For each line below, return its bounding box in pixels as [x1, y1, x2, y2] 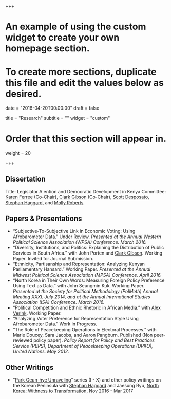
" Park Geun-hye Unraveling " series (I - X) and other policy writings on [12, 376, 161, 383]
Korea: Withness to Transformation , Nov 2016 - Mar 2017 [12, 388, 134, 394]
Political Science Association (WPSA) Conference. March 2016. [12, 239, 147, 245]
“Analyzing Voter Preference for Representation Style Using [12, 315, 139, 321]
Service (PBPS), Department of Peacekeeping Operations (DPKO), [12, 342, 153, 349]
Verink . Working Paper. [12, 310, 62, 316]
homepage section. [5, 43, 90, 55]
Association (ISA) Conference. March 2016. [12, 299, 105, 305]
